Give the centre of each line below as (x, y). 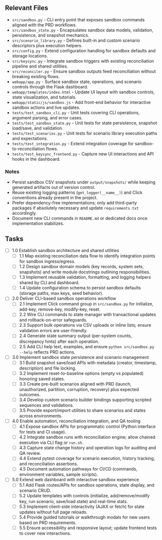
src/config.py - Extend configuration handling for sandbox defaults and (84, 51)
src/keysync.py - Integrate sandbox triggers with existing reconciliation (83, 61)
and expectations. (30, 138)
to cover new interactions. (45, 533)
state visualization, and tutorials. (44, 97)
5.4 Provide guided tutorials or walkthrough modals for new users (84, 517)
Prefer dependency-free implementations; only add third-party (74, 203)
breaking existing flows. (36, 76)
